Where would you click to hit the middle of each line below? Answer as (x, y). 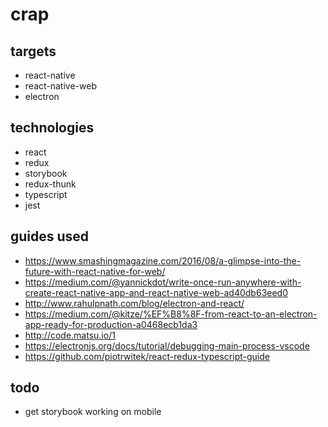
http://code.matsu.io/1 (70, 335)
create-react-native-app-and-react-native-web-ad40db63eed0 (156, 292)
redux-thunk (50, 184)
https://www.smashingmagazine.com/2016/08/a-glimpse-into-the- (163, 260)
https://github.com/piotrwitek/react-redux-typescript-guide (147, 356)
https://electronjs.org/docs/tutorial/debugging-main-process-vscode (167, 345)
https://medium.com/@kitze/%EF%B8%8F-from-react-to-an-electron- (171, 314)
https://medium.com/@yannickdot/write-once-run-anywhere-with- (163, 282)
